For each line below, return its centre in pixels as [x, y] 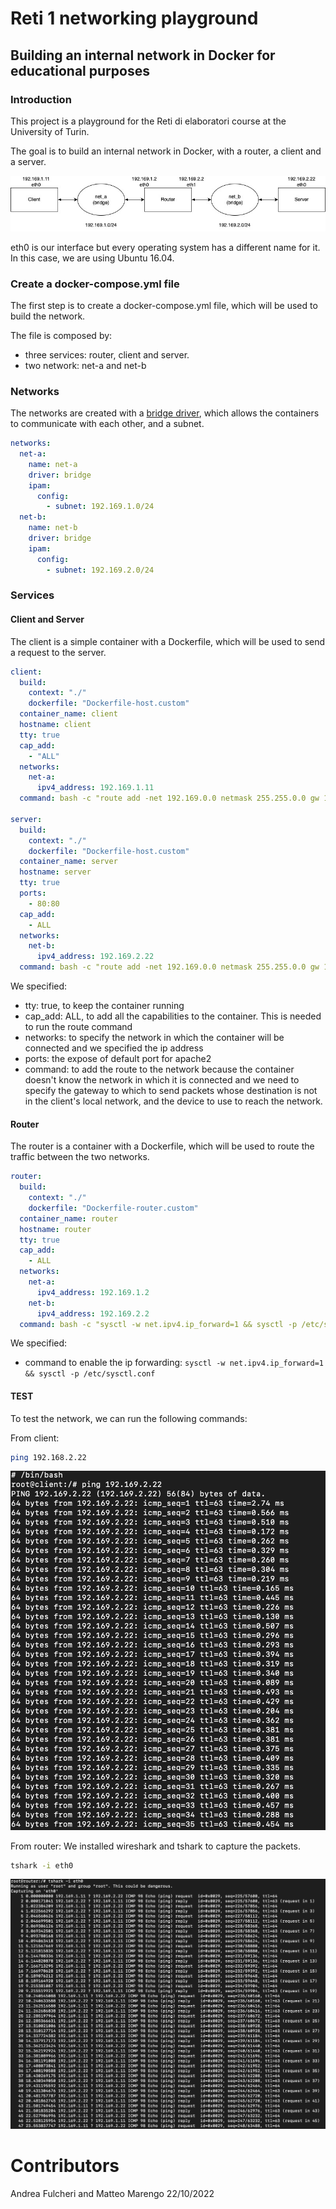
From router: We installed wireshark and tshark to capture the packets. [155, 1846]
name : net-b [53, 528]
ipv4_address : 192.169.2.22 [95, 957]
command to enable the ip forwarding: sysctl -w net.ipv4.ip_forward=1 [174, 1363]
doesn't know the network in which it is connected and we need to [162, 1080]
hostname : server [55, 872]
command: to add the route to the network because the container [159, 1069]
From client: [35, 1438]
